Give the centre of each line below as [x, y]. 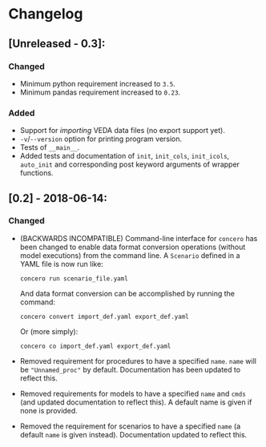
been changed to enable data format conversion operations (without [133, 247]
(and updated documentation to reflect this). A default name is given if [136, 402]
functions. [36, 173]
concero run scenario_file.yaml [74, 278]
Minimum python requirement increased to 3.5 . [98, 83]
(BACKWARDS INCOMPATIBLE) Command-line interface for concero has [139, 238]
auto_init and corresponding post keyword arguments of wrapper [130, 164]
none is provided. [48, 410]
